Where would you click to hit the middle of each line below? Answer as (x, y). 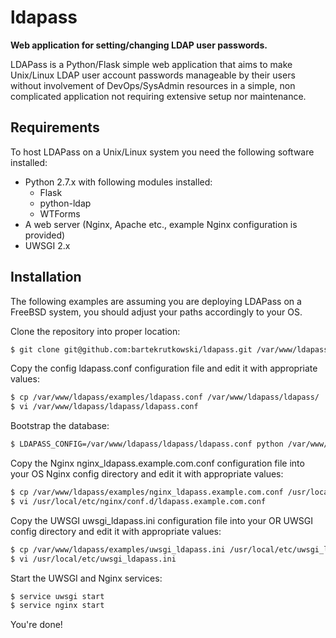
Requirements (55, 127)
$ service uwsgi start (57, 596)
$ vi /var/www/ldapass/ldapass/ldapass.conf (104, 407)
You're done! (36, 625)
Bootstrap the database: (60, 426)
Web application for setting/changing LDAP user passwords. (139, 45)
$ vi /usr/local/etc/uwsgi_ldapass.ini (93, 559)
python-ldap (65, 203)
